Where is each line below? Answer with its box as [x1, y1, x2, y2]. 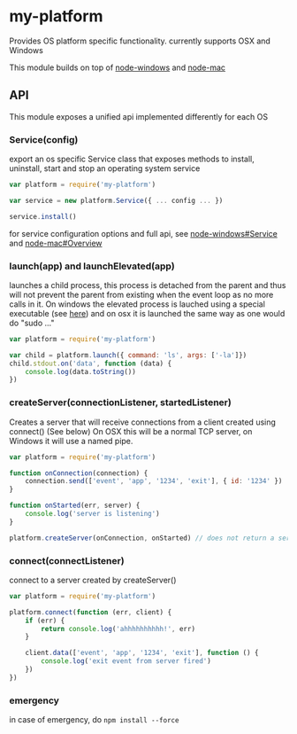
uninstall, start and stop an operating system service [9, 163, 201, 174]
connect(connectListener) [9, 554, 126, 566]
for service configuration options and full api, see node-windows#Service [9, 228, 278, 238]
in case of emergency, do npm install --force [9, 714, 179, 725]
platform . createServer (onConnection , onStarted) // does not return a [9, 534, 275, 543]
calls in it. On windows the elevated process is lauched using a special [9, 299, 265, 309]
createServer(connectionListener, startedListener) [9, 396, 232, 409]
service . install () [9, 212, 77, 221]
